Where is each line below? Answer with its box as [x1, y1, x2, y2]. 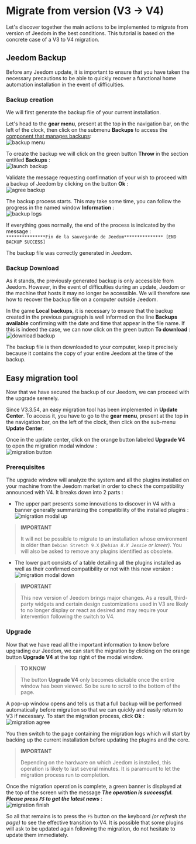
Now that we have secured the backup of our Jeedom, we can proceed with [6, 388, 190, 396]
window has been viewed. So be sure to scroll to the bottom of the [20, 682, 181, 689]
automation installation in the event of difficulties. [6, 81, 125, 88]
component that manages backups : [6, 133, 92, 140]
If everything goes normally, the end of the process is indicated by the [6, 221, 176, 229]
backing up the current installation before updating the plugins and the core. [6, 736, 190, 743]
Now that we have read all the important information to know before [6, 641, 170, 648]
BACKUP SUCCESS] [6, 239, 46, 245]
